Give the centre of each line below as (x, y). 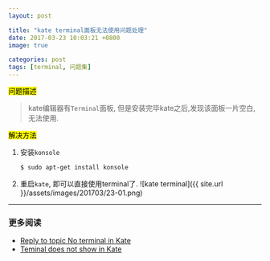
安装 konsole (40, 152)
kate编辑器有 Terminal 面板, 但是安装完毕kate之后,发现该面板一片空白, (141, 108)
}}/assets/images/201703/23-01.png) (81, 193)
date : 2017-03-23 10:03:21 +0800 (64, 38)
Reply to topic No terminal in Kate (75, 241)
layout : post (30, 16)
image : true (28, 45)
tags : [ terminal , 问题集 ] (50, 67)
